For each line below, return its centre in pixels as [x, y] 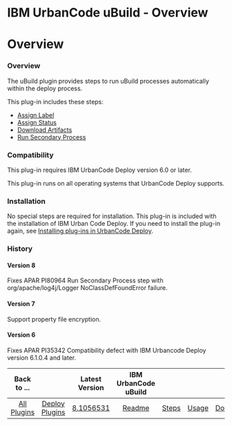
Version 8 [21, 265]
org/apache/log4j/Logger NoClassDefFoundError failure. [87, 288]
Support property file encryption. [54, 319]
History [20, 249]
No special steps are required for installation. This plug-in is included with [112, 216]
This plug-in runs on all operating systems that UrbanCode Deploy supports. [116, 183]
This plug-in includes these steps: [55, 101]
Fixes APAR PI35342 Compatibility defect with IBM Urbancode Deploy [107, 350]
